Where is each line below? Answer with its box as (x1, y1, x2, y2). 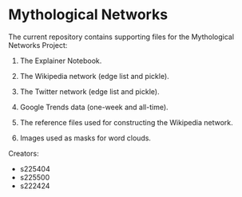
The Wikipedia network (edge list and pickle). (19, 71, 169, 81)
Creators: (8, 148, 39, 158)
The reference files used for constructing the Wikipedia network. (19, 117, 233, 127)
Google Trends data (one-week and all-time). (19, 102, 169, 112)
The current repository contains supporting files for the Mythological (8, 32, 234, 41)
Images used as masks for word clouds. (19, 133, 152, 143)
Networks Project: (8, 40, 68, 49)
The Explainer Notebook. (19, 56, 102, 65)
